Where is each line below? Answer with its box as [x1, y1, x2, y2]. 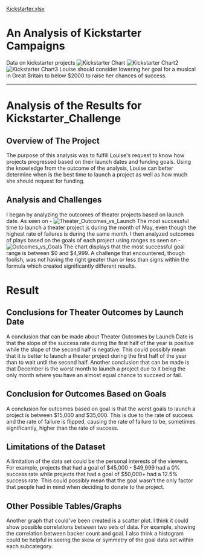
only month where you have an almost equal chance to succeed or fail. [6, 371, 182, 378]
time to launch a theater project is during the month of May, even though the [6, 224, 196, 231]
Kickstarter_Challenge [6, 112, 121, 126]
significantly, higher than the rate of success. [6, 424, 119, 432]
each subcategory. [6, 543, 53, 550]
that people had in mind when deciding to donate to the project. [6, 483, 165, 491]
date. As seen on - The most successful [6, 217, 189, 224]
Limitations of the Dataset [6, 441, 106, 452]
